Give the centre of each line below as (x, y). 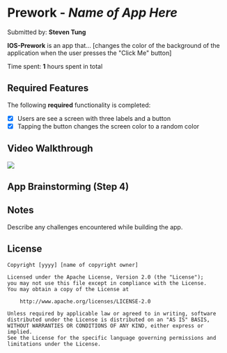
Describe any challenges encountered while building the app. (95, 227)
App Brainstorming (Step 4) (68, 187)
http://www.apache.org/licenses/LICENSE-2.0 (85, 301)
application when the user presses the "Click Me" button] (89, 53)
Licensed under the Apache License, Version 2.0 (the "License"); (105, 277)
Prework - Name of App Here (92, 13)
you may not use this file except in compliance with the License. (107, 283)
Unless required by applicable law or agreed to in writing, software (112, 313)
